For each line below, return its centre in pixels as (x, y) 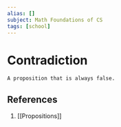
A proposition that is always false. (61, 79)
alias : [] (21, 13)
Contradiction (47, 60)
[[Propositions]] (39, 116)
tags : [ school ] (29, 26)
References (32, 99)
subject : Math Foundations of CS (55, 20)
